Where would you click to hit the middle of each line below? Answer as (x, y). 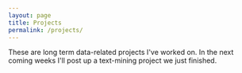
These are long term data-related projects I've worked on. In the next (121, 53)
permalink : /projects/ (46, 30)
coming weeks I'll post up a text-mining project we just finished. (113, 60)
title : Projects (35, 23)
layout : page (30, 15)
